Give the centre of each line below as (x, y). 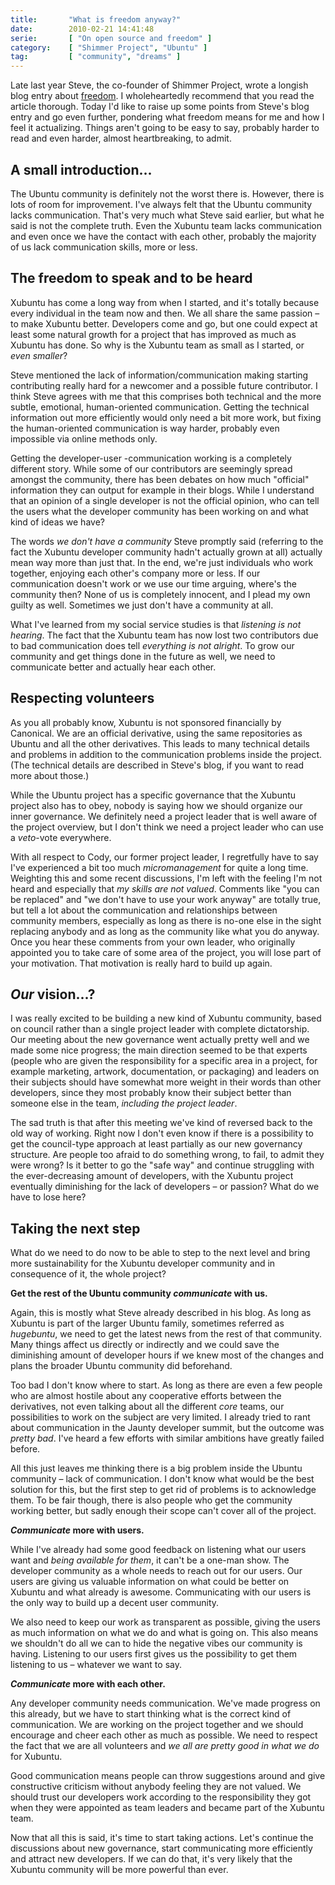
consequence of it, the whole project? (88, 1274)
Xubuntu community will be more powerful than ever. (119, 1870)
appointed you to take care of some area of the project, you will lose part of (166, 952)
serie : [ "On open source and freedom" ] (111, 38)
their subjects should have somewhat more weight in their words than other (166, 1082)
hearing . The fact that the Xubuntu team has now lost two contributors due (164, 635)
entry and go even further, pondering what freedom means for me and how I (167, 117)
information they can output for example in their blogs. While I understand (162, 490)
